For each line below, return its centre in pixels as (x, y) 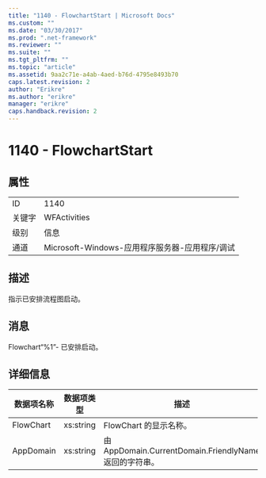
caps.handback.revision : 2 (53, 112)
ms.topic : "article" (42, 67)
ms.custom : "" (32, 23)
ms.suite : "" (30, 52)
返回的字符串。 (131, 462)
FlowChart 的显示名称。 (148, 426)
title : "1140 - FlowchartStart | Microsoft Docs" (92, 15)
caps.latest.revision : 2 (49, 82)
